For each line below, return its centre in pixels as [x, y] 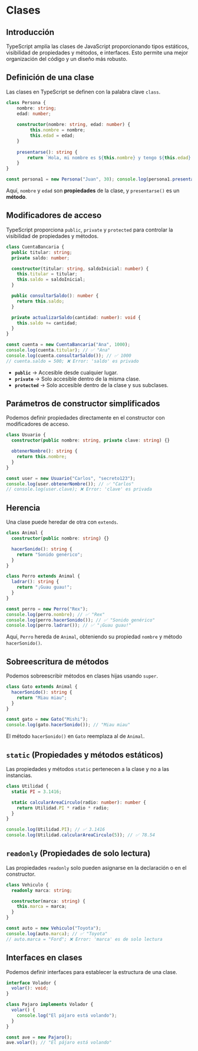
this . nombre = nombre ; [57, 130]
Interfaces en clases [44, 958]
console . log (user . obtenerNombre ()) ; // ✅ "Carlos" [70, 484]
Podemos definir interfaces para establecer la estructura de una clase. [92, 972]
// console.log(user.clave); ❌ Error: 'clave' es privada [79, 489]
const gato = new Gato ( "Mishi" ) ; [47, 720]
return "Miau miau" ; [42, 698]
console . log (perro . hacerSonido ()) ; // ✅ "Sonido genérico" [80, 620]
